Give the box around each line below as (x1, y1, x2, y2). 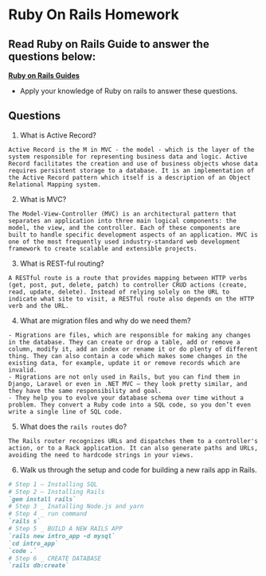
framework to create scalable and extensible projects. (8, 244, 198, 252)
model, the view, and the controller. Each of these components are (8, 224, 241, 232)
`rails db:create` (8, 562, 69, 570)
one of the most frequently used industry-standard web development (8, 237, 241, 246)
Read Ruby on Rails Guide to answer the (8, 37, 209, 51)
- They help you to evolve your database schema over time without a (8, 394, 244, 402)
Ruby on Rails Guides (8, 71, 80, 80)
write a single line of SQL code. (8, 407, 123, 415)
